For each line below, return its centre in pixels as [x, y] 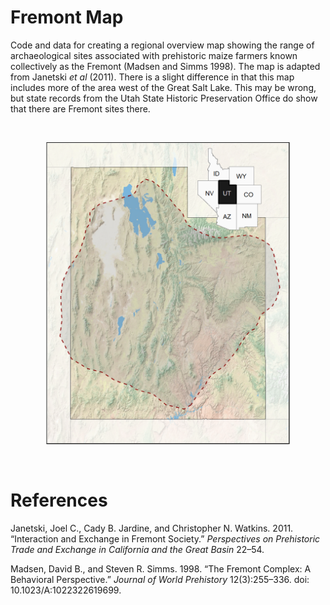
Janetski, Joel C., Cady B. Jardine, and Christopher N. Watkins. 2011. [152, 528]
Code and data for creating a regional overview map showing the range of [162, 45]
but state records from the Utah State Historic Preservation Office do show [164, 98]
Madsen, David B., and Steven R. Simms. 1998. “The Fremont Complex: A [161, 569]
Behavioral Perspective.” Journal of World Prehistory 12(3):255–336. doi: [160, 580]
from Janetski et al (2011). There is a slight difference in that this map [152, 77]
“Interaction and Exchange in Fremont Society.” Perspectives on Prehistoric [165, 539]
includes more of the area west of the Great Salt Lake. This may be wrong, [163, 87]
